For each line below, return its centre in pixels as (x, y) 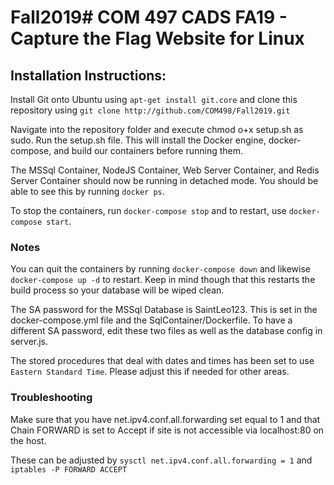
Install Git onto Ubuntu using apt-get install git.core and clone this (154, 99)
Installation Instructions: (88, 75)
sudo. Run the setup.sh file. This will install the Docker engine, (138, 140)
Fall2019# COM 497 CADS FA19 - (149, 17)
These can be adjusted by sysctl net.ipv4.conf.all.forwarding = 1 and (161, 460)
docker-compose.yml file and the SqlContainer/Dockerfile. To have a (151, 320)
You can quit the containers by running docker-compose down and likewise (161, 269)
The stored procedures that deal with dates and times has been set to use (162, 361)
